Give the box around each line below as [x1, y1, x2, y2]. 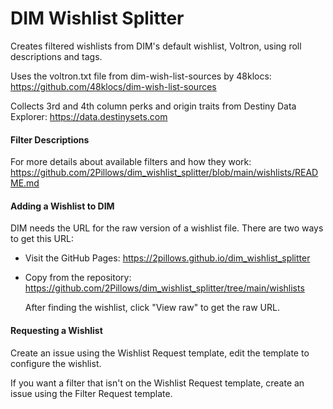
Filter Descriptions [10, 133, 90, 146]
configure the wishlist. [10, 357, 102, 369]
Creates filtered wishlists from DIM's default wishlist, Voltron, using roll [10, 40, 302, 52]
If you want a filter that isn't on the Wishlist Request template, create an [10, 377, 305, 389]
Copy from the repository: [24, 272, 132, 284]
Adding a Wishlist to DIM [10, 200, 115, 212]
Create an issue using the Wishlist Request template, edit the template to [10, 347, 310, 359]
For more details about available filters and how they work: [10, 156, 252, 168]
